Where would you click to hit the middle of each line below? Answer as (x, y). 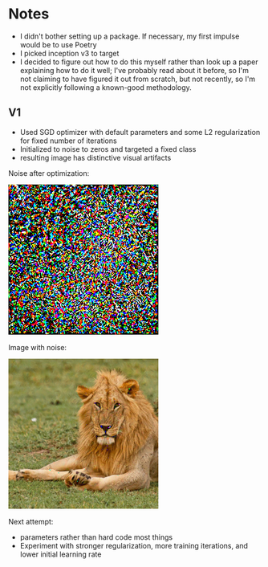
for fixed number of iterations (69, 141)
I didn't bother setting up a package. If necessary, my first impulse (130, 36)
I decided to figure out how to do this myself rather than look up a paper (139, 62)
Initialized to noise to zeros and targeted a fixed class (108, 149)
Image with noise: (37, 347)
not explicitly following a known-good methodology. (106, 87)
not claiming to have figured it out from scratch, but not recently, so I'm (138, 79)
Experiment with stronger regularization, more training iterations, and (134, 545)
